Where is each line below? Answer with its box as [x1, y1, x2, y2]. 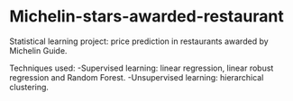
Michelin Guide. [9, 45, 68, 55]
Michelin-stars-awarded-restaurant [9, 6, 284, 27]
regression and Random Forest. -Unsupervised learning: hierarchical [9, 72, 264, 82]
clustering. [9, 81, 50, 92]
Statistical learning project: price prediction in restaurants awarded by [9, 36, 269, 46]
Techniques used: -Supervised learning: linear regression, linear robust [9, 63, 274, 73]
